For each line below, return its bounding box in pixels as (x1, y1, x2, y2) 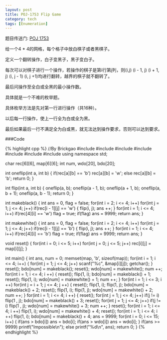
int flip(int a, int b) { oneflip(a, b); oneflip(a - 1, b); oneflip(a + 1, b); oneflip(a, (5, 185, 161, 191)
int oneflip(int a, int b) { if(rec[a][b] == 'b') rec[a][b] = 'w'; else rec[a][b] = (5, 170, 156, 176)
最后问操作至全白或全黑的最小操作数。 (5, 84, 84, 90)
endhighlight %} (5, 329, 38, 336)
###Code (5, 136, 25, 142)
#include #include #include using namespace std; (5, 151, 108, 157)
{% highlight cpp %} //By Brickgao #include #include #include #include (5, 146, 152, 152)
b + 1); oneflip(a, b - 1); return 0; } (5, 190, 74, 196)
